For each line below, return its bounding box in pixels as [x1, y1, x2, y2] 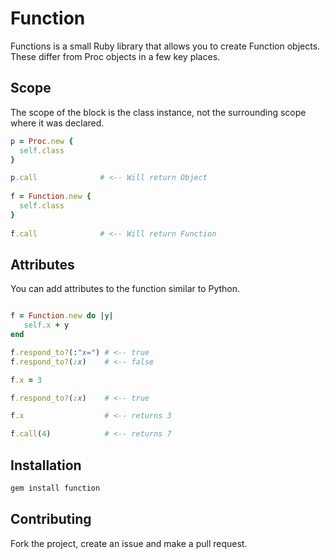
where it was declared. [10, 117, 105, 129]
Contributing [10, 511, 92, 528]
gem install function [10, 483, 101, 493]
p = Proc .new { [10, 136, 74, 146]
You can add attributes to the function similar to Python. [10, 283, 241, 295]
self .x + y [23, 320, 70, 331]
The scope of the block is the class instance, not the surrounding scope [10, 106, 307, 118]
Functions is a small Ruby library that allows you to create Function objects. [10, 40, 321, 52]
